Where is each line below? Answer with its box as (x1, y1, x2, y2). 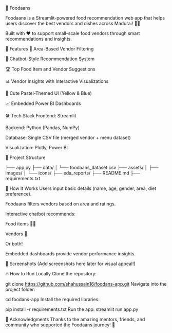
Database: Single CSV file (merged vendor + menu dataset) (5, 134, 131, 141)
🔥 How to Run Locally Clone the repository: (5, 271, 97, 276)
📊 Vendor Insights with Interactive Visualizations (5, 78, 109, 84)
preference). (5, 191, 32, 197)
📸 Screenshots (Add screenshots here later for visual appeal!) (5, 260, 136, 267)
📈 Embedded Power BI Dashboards (5, 100, 81, 107)
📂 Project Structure (5, 154, 46, 161)
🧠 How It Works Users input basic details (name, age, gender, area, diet (5, 185, 157, 191)
